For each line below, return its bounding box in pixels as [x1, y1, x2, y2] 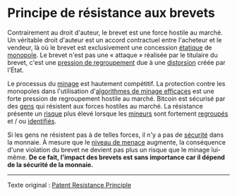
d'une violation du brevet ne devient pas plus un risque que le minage [7, 145, 210, 154]
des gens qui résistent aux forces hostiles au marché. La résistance [7, 102, 203, 110]
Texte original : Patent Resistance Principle [7, 180, 132, 189]
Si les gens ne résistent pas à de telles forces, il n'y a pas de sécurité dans [7, 130, 224, 139]
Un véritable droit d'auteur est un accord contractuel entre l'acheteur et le [7, 35, 222, 44]
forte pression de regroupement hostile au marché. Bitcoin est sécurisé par [7, 94, 226, 103]
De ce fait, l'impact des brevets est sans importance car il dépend [28, 153, 226, 161]
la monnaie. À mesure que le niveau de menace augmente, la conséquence [7, 137, 226, 146]
